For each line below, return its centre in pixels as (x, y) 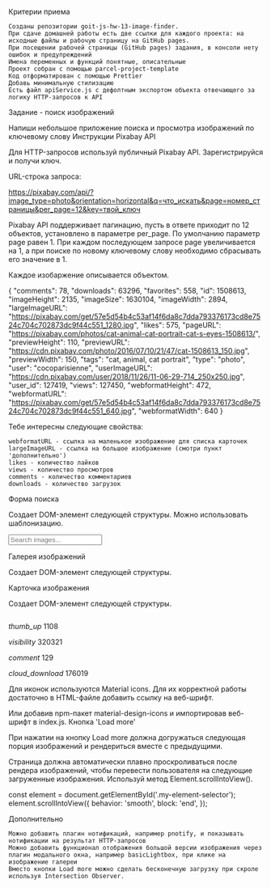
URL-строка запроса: (45, 176)
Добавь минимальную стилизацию (61, 83)
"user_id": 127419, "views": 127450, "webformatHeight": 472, (110, 385)
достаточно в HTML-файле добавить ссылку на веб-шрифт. (111, 698)
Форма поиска (34, 499)
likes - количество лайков (54, 463)
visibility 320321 (36, 642)
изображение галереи (43, 862)
